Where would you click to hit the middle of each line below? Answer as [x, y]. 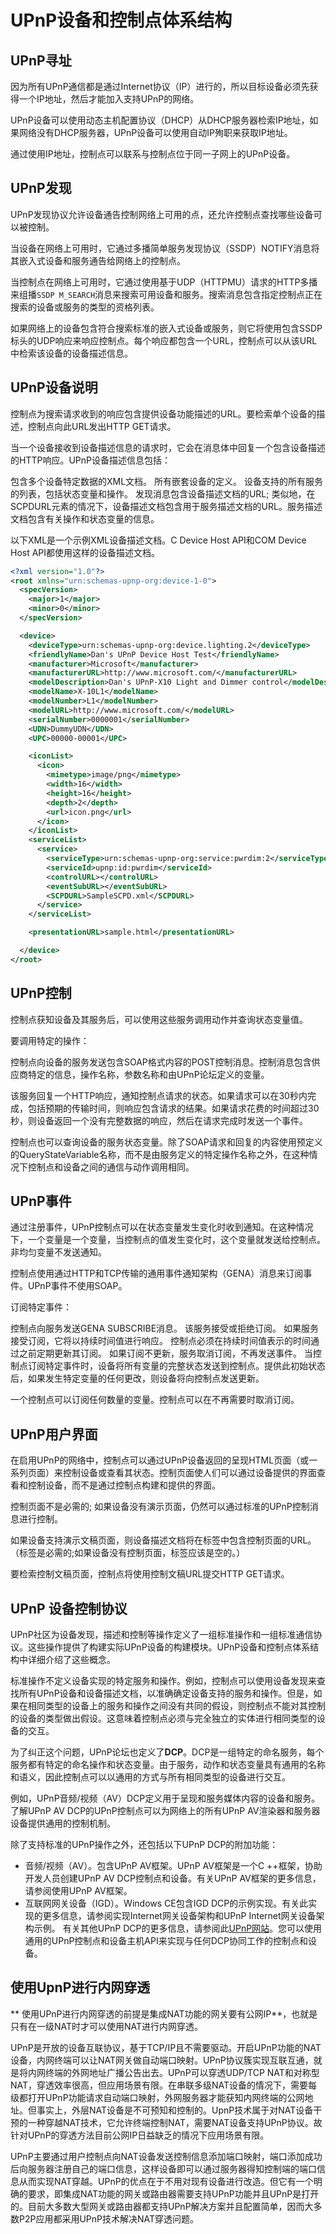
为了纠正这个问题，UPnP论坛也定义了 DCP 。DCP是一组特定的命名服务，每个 [167, 1752]
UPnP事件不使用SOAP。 [77, 1286]
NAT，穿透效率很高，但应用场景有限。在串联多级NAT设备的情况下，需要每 [164, 2085]
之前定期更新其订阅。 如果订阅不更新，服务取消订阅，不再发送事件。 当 [165, 1353]
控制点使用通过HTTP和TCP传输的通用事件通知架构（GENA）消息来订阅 [157, 1273]
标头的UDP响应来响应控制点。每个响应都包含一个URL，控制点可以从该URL [164, 340]
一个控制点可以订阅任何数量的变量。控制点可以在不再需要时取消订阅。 [155, 1400]
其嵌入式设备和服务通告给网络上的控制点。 [98, 260]
